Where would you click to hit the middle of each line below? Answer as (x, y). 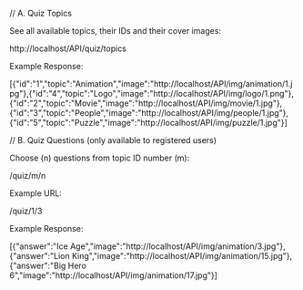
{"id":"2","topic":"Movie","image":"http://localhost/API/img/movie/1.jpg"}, (146, 103)
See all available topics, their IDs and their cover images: (115, 31)
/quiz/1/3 (26, 211)
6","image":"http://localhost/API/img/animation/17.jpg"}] (114, 275)
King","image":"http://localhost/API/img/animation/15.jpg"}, (182, 256)
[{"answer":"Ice (39, 246)
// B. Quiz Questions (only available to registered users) (113, 140)
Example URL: (35, 193)
